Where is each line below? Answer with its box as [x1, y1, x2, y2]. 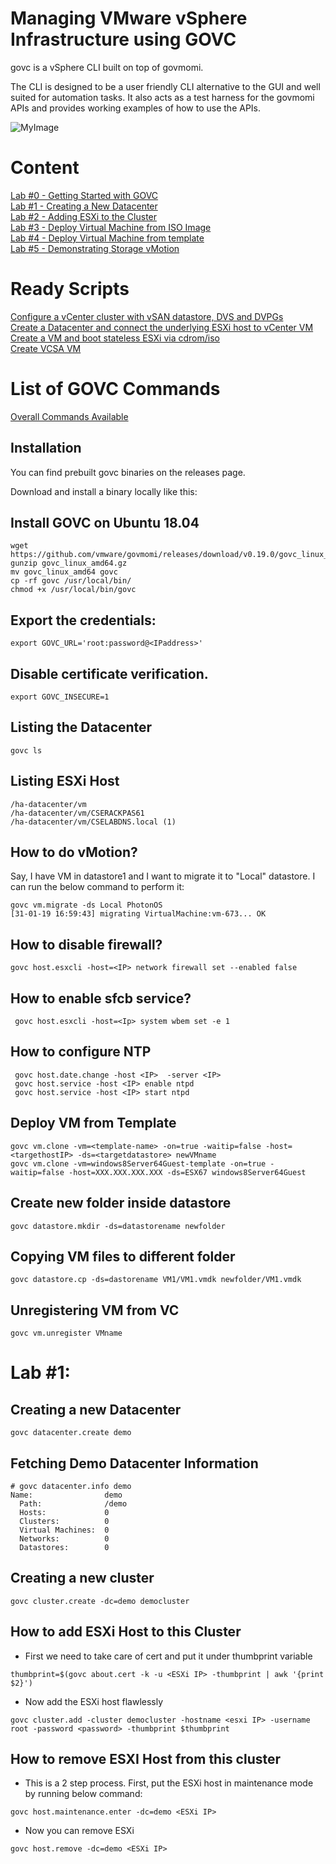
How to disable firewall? [10, 936, 163, 953]
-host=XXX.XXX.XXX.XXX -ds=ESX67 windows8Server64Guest [68, 1167, 307, 1177]
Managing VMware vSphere [10, 7, 248, 30]
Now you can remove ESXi [24, 1825, 135, 1837]
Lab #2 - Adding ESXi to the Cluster [10, 210, 158, 222]
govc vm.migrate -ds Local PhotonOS [10, 900, 163, 911]
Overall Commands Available [10, 410, 129, 422]
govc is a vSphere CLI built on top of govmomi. [10, 61, 204, 73]
